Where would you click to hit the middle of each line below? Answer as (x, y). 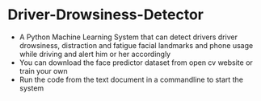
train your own (43, 71)
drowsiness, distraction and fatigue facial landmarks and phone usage (136, 45)
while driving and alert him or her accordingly (95, 54)
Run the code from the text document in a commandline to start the (131, 79)
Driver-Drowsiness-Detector (105, 15)
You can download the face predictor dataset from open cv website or (136, 63)
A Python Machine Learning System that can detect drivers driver (128, 37)
